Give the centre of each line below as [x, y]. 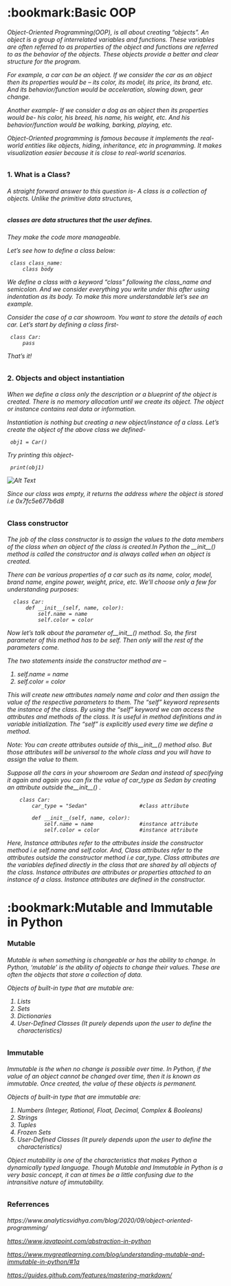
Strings [27, 1118]
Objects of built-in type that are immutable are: [74, 1097]
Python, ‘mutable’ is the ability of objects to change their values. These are [114, 967]
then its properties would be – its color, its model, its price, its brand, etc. [110, 82]
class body [38, 269]
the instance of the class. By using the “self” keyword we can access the [111, 709]
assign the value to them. [43, 760]
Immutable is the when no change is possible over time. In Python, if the [109, 1069]
